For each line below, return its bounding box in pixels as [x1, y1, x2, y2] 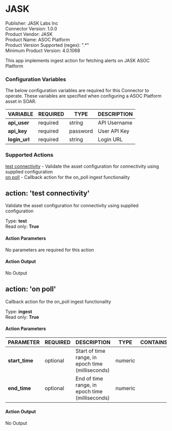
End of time [75, 375, 103, 382]
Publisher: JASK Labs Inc [5, 20, 59, 26]
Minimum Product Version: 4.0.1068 [5, 47, 80, 53]
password [69, 128, 93, 135]
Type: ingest [5, 308, 32, 314]
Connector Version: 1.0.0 [5, 25, 57, 31]
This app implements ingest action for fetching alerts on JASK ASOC [5, 57, 150, 63]
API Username [98, 119, 133, 127]
